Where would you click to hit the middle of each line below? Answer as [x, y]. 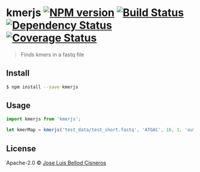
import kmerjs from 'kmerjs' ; [44, 119]
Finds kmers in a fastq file [52, 54]
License [21, 148]
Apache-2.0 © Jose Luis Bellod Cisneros [56, 163]
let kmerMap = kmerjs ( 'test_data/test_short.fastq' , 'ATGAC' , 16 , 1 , [94, 130]
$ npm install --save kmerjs [42, 87]
